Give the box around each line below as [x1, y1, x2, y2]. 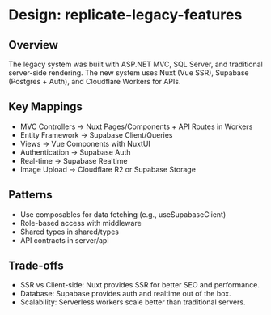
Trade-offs [8, 259, 64, 273]
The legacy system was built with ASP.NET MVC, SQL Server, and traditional [8, 59, 263, 69]
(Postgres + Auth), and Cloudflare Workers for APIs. [8, 77, 181, 86]
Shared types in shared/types [19, 227, 120, 236]
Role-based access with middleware [19, 218, 142, 228]
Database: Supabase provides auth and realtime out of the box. [19, 289, 232, 299]
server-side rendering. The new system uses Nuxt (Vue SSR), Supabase [8, 68, 249, 78]
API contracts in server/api [19, 235, 109, 245]
